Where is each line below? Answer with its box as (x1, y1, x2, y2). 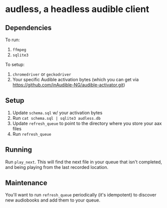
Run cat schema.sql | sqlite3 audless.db (12, 115, 101, 121)
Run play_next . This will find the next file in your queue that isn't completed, (5, 159, 162, 165)
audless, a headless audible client (5, 4, 149, 15)
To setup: (5, 62, 25, 67)
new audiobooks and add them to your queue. (5, 197, 100, 203)
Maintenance (5, 179, 48, 187)
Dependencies (5, 24, 52, 32)
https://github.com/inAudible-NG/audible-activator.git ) (12, 82, 125, 88)
